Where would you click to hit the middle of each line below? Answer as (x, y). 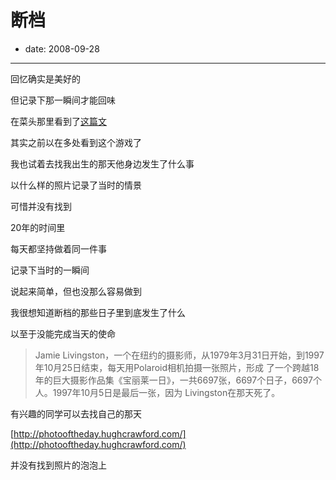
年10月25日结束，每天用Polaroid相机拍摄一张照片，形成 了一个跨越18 (177, 367)
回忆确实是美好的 (45, 78)
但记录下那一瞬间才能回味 (63, 100)
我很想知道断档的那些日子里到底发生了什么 (98, 312)
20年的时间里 (38, 227)
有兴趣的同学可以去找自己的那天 (76, 413)
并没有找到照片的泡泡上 (58, 465)
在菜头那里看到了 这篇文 (58, 121)
